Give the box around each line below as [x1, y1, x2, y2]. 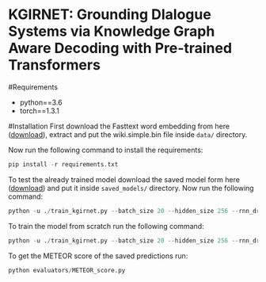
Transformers [8, 56, 101, 74]
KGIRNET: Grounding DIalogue [8, 6, 211, 24]
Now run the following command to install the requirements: [8, 145, 203, 154]
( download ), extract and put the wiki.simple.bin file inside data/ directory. [8, 129, 248, 139]
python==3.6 [19, 97, 63, 107]
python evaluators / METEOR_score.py [8, 266, 126, 274]
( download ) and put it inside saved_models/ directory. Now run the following [8, 183, 255, 192]
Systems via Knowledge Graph [8, 22, 215, 40]
